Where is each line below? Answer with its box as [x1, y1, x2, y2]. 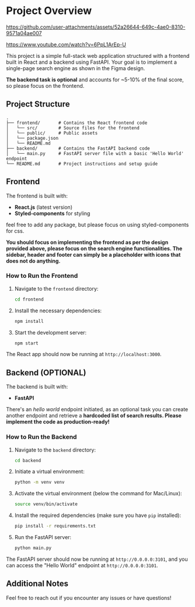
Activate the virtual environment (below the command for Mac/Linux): [14, 490, 182, 497]
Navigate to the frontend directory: [14, 285, 99, 292]
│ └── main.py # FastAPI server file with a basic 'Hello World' [6, 150, 184, 156]
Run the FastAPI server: [14, 534, 72, 541]
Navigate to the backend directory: [14, 446, 96, 453]
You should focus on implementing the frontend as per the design [6, 239, 169, 246]
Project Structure [6, 99, 70, 109]
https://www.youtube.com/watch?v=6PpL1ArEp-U [6, 41, 127, 48]
